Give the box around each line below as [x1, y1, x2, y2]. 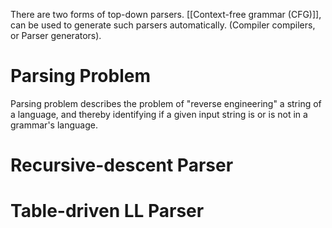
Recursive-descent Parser [10, 154, 234, 177]
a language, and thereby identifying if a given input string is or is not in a [10, 108, 308, 120]
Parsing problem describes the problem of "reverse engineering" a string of [10, 97, 322, 109]
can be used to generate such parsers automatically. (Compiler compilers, [10, 19, 316, 31]
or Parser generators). [10, 30, 102, 41]
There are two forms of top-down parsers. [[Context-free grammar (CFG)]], [10, 9, 322, 20]
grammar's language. [10, 119, 98, 131]
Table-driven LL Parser [10, 200, 205, 223]
